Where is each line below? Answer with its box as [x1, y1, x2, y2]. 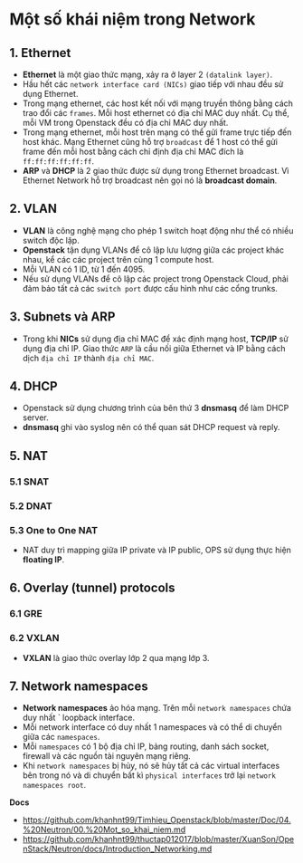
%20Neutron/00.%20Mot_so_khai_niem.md [22, 824, 186, 835]
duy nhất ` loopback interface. [22, 712, 136, 724]
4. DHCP [9, 379, 58, 394]
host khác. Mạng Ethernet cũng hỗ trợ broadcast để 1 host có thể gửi [22, 137, 279, 147]
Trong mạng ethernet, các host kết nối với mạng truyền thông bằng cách [22, 98, 294, 109]
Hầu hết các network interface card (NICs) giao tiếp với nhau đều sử [22, 79, 284, 90]
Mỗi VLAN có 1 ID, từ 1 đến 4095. [22, 264, 146, 274]
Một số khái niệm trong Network [9, 9, 256, 30]
